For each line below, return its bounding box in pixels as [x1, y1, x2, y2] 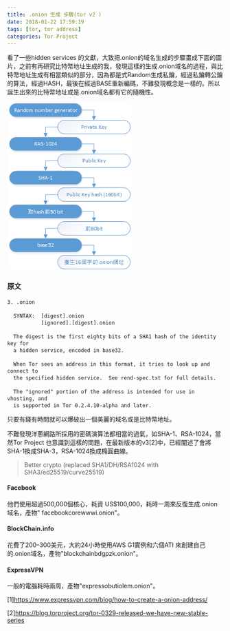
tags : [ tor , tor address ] [7, 25, 81, 32]
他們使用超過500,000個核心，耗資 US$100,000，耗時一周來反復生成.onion [7, 499, 218, 508]
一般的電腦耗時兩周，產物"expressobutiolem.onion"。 [7, 582, 159, 590]
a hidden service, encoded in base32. [13, 346, 125, 354]
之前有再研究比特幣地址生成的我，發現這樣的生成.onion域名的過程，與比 [19, 62, 223, 70]
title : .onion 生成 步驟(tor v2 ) [7, 11, 102, 18]
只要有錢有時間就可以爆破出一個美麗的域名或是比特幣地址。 [7, 415, 176, 423]
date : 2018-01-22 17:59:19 [7, 18, 84, 25]
